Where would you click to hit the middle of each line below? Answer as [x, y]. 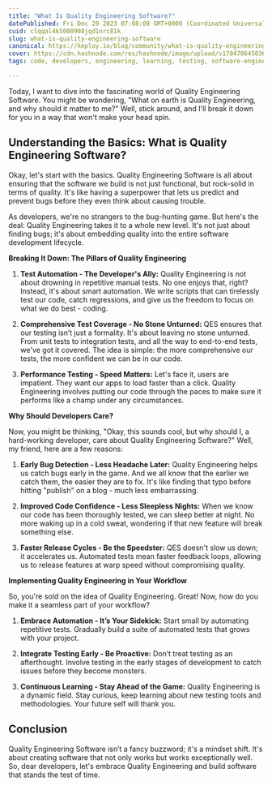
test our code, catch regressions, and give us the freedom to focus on [136, 299]
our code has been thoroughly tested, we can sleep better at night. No [137, 514]
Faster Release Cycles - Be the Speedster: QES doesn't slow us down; [139, 548]
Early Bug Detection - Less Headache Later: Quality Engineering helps [139, 464]
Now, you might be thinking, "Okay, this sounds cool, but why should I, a [129, 432]
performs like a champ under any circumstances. [102, 400]
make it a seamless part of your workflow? [79, 604]
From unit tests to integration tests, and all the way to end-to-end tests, [139, 341]
